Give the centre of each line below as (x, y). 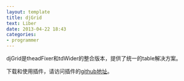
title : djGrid (24, 18)
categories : (21, 35)
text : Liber (21, 23)
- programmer (23, 40)
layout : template (28, 12)
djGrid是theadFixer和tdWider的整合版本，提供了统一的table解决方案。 (94, 58)
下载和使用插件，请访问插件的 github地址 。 (60, 71)
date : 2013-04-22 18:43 (36, 29)
